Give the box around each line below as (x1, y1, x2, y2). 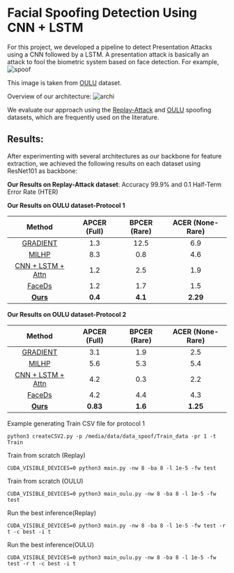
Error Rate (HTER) (7, 187, 58, 196)
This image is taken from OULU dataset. (7, 78, 122, 87)
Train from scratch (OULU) (7, 477, 84, 485)
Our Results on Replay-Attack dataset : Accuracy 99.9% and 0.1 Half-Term (7, 180, 221, 188)
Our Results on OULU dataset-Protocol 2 (7, 310, 127, 318)
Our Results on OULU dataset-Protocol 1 (7, 201, 125, 209)
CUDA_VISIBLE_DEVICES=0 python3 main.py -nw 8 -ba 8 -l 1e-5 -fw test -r (7, 522, 226, 529)
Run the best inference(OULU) (7, 540, 94, 549)
